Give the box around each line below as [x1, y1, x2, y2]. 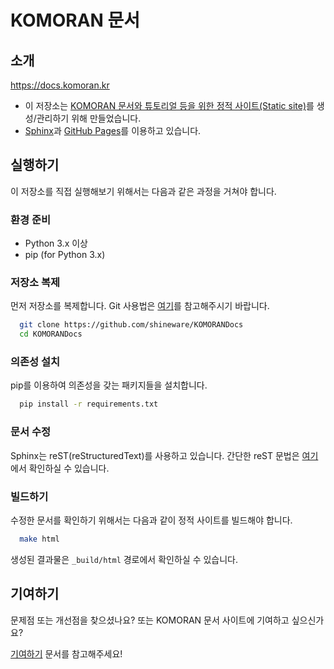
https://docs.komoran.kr [10, 79, 110, 91]
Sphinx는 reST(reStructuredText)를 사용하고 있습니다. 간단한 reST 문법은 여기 [10, 449, 319, 461]
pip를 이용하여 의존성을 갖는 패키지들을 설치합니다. [10, 379, 208, 391]
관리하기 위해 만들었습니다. [36, 112, 142, 124]
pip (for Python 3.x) [24, 249, 106, 261]
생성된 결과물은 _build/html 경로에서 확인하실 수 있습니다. [10, 553, 239, 565]
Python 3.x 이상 [24, 237, 88, 250]
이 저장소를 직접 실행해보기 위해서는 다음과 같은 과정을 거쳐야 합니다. [10, 185, 277, 197]
